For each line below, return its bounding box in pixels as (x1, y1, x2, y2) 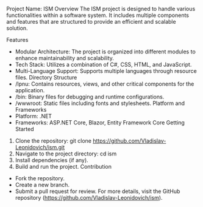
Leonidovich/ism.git (15, 144, 65, 151)
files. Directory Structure (15, 74, 77, 81)
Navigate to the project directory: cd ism (15, 150, 117, 157)
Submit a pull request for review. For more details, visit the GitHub (15, 188, 180, 195)
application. (15, 87, 45, 93)
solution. (6, 24, 29, 32)
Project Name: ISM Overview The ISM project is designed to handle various (6, 5, 196, 12)
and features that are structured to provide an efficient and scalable (6, 18, 176, 25)
